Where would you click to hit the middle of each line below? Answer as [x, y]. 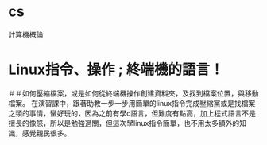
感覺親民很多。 [46, 133]
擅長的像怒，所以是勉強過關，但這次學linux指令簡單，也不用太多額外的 [124, 123]
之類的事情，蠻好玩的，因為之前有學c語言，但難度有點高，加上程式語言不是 [132, 113]
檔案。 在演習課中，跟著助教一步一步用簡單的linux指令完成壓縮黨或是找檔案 [132, 103]
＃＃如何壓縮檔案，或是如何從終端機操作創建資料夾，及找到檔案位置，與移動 [133, 93]
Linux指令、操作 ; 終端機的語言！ [116, 70]
